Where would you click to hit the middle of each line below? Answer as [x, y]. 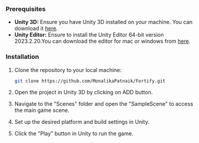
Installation [23, 57]
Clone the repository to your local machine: [68, 70]
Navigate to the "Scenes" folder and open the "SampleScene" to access [104, 104]
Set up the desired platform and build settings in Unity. [82, 122]
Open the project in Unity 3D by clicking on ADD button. [84, 93]
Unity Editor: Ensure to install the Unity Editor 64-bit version [89, 35]
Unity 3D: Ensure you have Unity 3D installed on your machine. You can [103, 22]
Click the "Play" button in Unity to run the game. [74, 133]
